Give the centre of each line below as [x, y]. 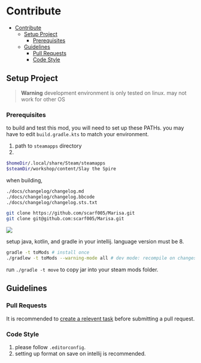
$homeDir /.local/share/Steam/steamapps [56, 163]
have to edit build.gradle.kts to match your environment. [78, 134]
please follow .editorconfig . [50, 347]
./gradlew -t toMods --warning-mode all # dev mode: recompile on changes [101, 258]
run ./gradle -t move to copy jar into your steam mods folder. [82, 269]
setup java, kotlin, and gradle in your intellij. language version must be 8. [95, 242]
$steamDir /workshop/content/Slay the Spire [61, 169]
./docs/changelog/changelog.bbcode [51, 197]
